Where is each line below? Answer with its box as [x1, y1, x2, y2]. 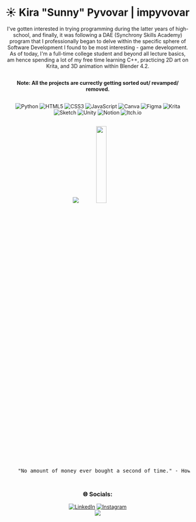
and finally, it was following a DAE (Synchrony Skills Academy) [32, 31, 183, 38]
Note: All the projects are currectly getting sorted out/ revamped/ [16, 80, 179, 87]
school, [13, 31, 31, 38]
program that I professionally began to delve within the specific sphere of [9, 37, 187, 44]
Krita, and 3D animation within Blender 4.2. [46, 62, 150, 70]
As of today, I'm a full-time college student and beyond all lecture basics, [9, 50, 186, 57]
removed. [85, 85, 110, 93]
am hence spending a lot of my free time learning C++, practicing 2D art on [7, 56, 188, 63]
